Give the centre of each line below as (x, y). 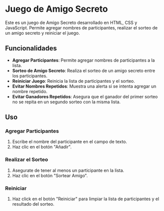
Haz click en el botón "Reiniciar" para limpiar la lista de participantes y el (86, 199)
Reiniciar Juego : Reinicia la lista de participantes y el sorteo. (73, 81)
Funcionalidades (31, 48)
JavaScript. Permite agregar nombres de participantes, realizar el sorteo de (82, 27)
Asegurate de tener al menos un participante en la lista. (68, 170)
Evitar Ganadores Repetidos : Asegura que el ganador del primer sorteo (85, 96)
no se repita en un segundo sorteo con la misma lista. (66, 102)
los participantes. (30, 76)
